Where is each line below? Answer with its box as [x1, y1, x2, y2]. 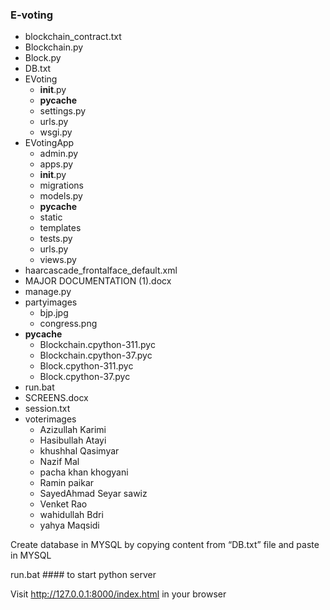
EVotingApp [24, 137, 75, 149]
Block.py [24, 52, 62, 64]
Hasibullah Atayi [39, 434, 107, 447]
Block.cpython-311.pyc [39, 360, 134, 372]
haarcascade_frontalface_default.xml [24, 264, 178, 277]
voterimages [24, 413, 77, 425]
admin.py [39, 148, 79, 160]
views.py [39, 254, 77, 266]
